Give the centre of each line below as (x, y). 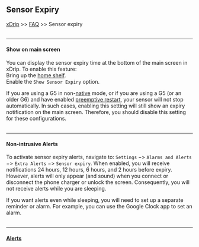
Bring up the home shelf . (36, 75)
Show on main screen (33, 49)
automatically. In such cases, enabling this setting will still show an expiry (96, 106)
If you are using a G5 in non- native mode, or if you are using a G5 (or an (94, 93)
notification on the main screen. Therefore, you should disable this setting (96, 112)
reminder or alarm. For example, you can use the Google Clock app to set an (99, 207)
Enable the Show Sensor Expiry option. (53, 82)
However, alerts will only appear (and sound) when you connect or (87, 176)
